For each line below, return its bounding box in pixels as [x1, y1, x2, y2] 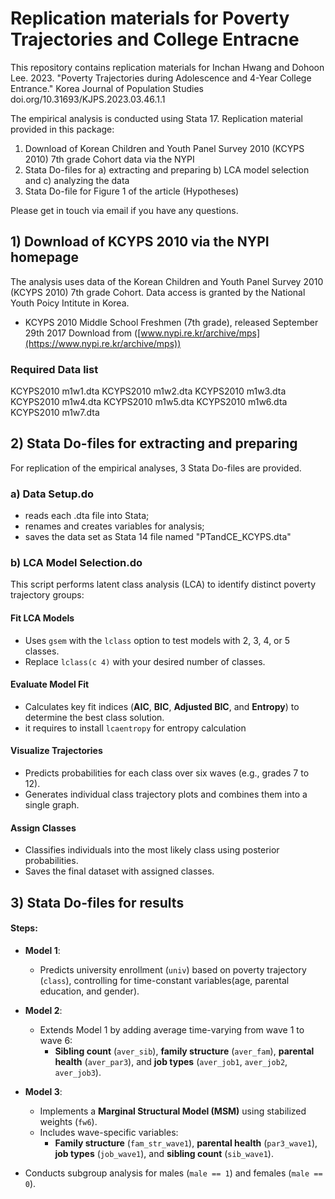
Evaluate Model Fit [10, 678, 90, 691]
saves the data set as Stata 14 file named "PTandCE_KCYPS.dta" [24, 531, 292, 543]
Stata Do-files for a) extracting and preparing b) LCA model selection [24, 163, 310, 176]
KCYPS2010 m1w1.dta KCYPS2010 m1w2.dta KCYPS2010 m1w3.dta [10, 385, 287, 397]
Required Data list [10, 362, 99, 376]
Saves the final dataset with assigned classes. [24, 865, 215, 877]
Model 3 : [24, 1085, 63, 1097]
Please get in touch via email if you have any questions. [10, 204, 239, 216]
